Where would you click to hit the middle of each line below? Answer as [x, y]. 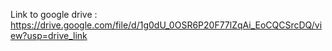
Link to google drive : [54, 14]
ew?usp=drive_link [49, 35]
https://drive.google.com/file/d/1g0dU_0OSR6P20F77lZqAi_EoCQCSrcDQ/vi [166, 25]
